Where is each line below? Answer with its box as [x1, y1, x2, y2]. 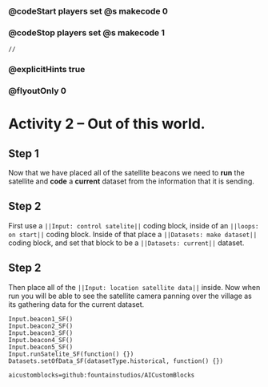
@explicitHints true [8, 64, 86, 75]
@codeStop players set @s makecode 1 [8, 26, 166, 38]
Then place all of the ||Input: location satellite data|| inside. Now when [8, 282, 261, 292]
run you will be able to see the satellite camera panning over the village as [8, 291, 252, 300]
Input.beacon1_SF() [8, 315, 74, 323]
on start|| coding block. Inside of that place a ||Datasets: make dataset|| [8, 229, 258, 239]
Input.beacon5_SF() [8, 343, 74, 351]
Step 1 [8, 147, 40, 160]
